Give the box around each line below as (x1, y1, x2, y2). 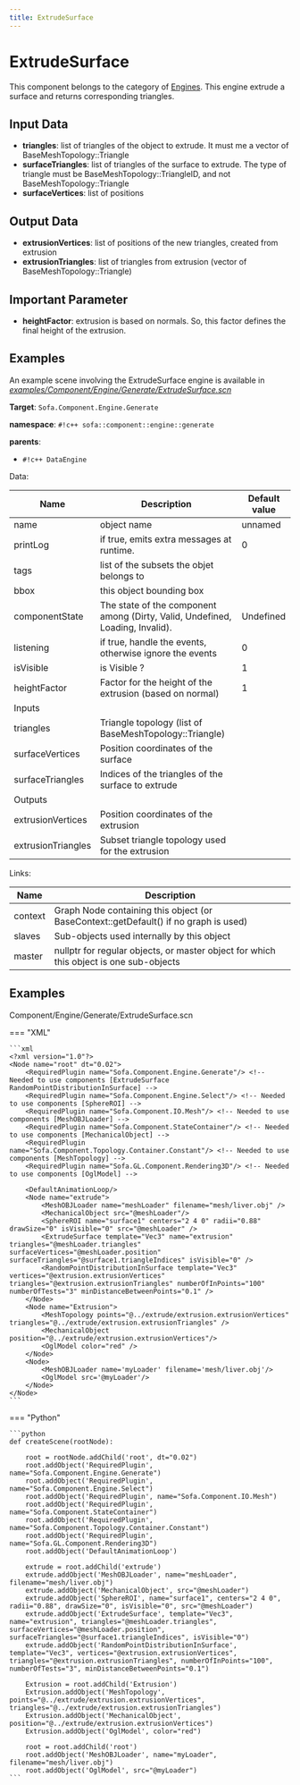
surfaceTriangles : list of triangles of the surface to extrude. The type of (21, 159, 287, 170)
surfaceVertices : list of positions (21, 188, 145, 199)
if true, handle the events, (99, 636, 207, 648)
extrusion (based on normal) (99, 687, 220, 699)
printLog (13, 538, 49, 551)
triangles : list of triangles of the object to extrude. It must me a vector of (21, 140, 289, 151)
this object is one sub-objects (54, 955, 180, 968)
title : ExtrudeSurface (9, 13, 94, 22)
